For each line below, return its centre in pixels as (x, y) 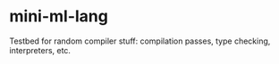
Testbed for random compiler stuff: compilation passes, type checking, (140, 41)
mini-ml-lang (59, 16)
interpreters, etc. (40, 50)
